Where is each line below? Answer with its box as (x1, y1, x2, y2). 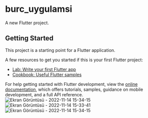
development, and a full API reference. (5, 91, 83, 97)
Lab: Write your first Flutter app (12, 66, 76, 72)
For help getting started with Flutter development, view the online (5, 81, 138, 87)
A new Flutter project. (5, 20, 49, 26)
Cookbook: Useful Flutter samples (12, 72, 82, 78)
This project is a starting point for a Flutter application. (5, 47, 115, 53)
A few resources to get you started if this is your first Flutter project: (5, 57, 143, 63)
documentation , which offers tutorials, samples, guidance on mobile (5, 86, 143, 92)
